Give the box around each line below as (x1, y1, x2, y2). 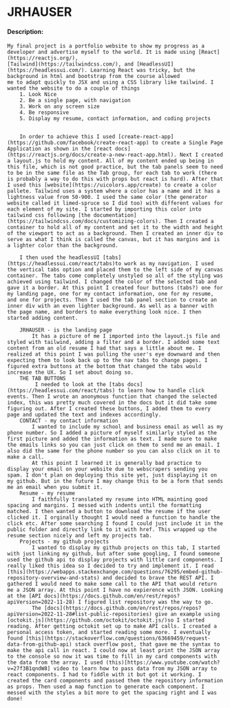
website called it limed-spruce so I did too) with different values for (7, 200, 224, 207)
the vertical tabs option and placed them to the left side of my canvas (7, 267, 224, 274)
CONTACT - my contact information (19, 417, 118, 425)
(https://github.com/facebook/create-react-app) (7, 140, 149, 146)
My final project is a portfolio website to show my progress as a (7, 43, 205, 50)
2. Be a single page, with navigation (19, 97, 131, 104)
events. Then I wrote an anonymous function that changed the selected (7, 393, 217, 401)
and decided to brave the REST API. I (102, 575, 214, 582)
